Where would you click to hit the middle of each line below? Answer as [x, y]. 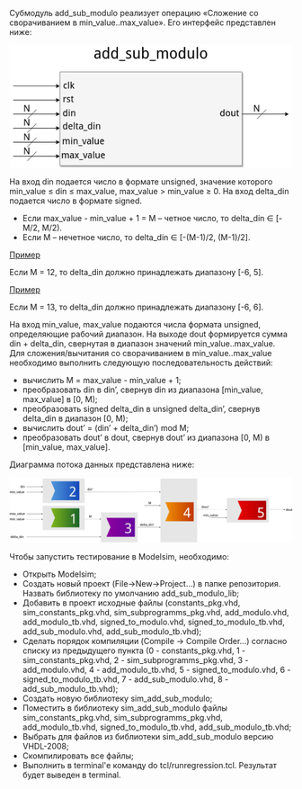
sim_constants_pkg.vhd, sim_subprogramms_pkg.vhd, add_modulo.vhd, [155, 612]
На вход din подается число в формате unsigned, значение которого [141, 181]
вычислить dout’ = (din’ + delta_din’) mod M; [106, 427]
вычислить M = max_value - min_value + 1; [102, 380]
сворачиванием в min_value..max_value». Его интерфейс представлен [142, 22]
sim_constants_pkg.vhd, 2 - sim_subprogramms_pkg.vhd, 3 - [135, 659]
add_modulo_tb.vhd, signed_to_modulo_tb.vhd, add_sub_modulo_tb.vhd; [157, 727]
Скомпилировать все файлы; [78, 756]
